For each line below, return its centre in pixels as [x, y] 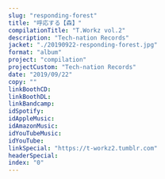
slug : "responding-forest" [53, 15]
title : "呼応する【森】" [45, 23]
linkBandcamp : [32, 104]
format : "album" [35, 52]
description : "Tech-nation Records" [69, 38]
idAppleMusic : [32, 119]
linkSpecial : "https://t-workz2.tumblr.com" [83, 148]
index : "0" [26, 163]
